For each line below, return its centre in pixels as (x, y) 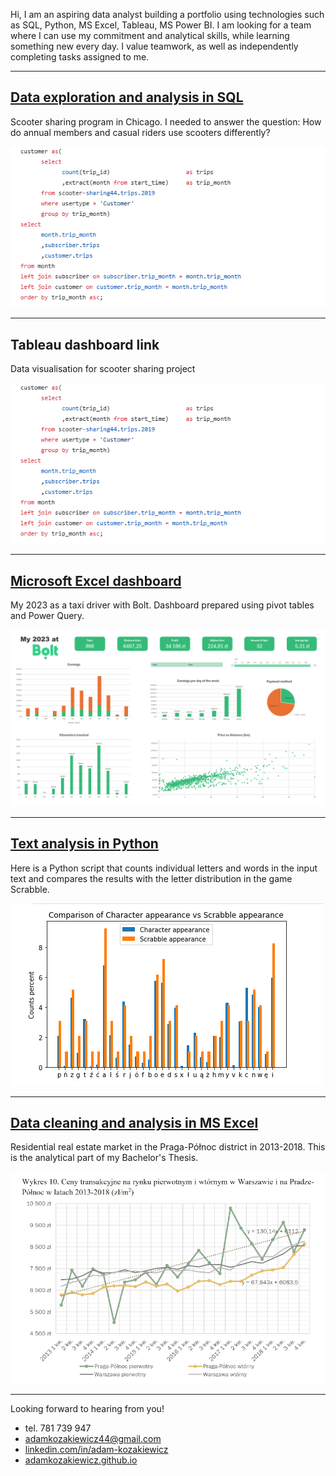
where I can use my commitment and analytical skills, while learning (150, 35)
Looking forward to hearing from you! (87, 1409)
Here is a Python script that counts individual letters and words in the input (164, 868)
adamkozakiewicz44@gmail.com (93, 1439)
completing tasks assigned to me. (80, 57)
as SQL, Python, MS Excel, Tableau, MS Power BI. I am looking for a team (161, 25)
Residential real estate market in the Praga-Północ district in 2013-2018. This (168, 1147)
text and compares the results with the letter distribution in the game (151, 878)
